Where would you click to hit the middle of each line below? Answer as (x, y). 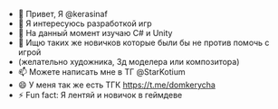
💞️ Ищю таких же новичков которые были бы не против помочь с (144, 42)
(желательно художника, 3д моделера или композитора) (129, 62)
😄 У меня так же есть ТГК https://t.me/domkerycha (116, 85)
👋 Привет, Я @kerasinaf (63, 14)
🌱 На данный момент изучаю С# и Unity (95, 33)
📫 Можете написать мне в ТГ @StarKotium (101, 72)
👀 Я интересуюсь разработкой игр (85, 23)
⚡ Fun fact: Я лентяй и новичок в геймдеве (100, 95)
